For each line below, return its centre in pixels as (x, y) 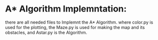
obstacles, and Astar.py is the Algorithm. (46, 32)
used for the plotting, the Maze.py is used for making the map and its (75, 27)
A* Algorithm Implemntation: (66, 9)
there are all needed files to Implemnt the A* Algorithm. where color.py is (79, 22)
